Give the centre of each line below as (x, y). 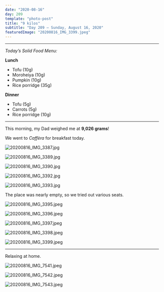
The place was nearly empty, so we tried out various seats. (64, 195)
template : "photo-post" (29, 19)
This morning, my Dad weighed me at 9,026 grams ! (57, 128)
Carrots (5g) (24, 109)
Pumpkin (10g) (27, 80)
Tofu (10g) (22, 70)
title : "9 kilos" (23, 23)
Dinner (12, 95)
